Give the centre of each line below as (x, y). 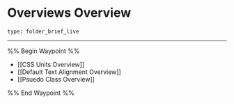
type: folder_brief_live (43, 31)
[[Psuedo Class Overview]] (56, 79)
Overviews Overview (69, 13)
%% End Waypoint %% (41, 93)
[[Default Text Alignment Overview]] (69, 72)
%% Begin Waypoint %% (44, 51)
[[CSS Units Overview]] (51, 64)
